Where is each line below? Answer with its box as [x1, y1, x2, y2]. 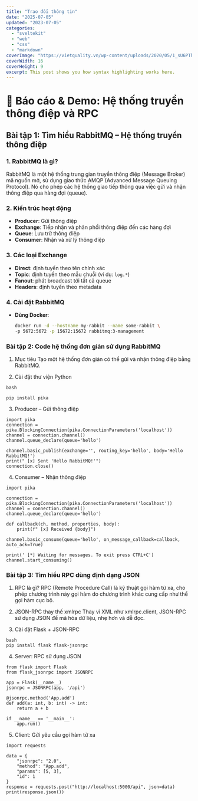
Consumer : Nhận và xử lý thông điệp [14, 237, 105, 244]
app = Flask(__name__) [6, 679, 62, 686]
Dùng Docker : [14, 311, 49, 319]
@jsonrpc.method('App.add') [6, 695, 75, 701]
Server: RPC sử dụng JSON [14, 653, 81, 660]
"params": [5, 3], [16, 769, 62, 774]
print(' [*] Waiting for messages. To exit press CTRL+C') [6, 552, 154, 558]
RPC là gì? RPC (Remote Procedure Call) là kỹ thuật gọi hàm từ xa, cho [14, 585, 186, 592]
